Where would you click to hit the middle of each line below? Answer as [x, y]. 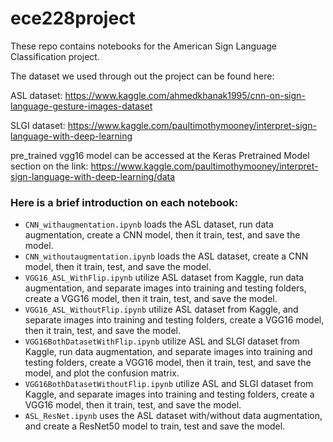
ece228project [73, 18]
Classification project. [55, 56]
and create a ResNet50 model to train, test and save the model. [155, 426]
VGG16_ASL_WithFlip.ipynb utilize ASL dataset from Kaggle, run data [164, 278]
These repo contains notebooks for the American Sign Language [143, 46]
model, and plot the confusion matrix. [102, 373]
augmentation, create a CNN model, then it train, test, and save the [162, 235]
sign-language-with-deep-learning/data [93, 176]
